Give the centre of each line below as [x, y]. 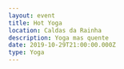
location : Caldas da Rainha [55, 30]
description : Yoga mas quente [59, 38]
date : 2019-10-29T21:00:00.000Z [62, 45]
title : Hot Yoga [35, 23]
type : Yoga [26, 52]
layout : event [32, 15]
